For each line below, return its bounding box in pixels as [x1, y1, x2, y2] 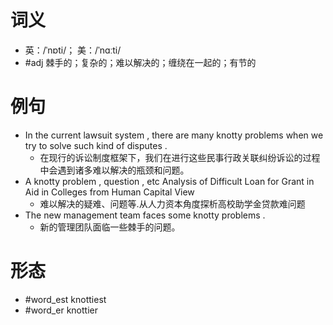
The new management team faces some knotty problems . [24, 209, 266, 221]
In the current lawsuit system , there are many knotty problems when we [24, 129, 324, 141]
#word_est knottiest [24, 293, 107, 305]
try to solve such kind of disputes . [24, 139, 168, 151]
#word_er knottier [24, 304, 98, 316]
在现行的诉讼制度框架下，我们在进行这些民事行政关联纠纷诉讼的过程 [39, 151, 321, 163]
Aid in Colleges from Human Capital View [24, 186, 195, 198]
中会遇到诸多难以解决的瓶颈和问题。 [39, 164, 190, 176]
